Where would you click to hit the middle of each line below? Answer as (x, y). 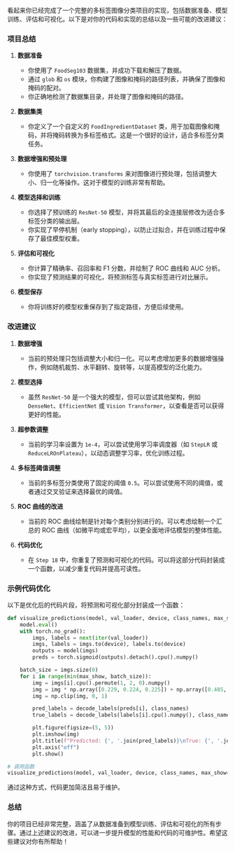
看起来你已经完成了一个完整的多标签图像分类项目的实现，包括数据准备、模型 (117, 10)
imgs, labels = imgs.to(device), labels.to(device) (109, 644)
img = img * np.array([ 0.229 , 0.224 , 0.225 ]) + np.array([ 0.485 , (130, 689)
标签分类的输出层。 (56, 221)
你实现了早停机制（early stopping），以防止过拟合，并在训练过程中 (124, 230)
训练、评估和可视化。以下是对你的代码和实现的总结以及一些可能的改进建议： (117, 19)
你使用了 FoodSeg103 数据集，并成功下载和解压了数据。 (107, 70)
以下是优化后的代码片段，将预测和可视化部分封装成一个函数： (96, 605)
